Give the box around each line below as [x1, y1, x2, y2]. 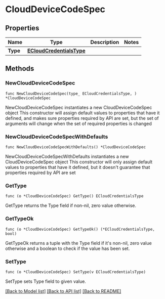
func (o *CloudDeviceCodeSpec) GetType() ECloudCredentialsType [5, 194, 144, 199]
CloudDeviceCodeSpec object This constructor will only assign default [5, 158, 153, 165]
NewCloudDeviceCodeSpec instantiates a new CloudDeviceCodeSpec [5, 104, 152, 110]
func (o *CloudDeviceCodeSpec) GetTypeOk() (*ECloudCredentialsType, [5, 227, 155, 232]
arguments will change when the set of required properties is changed [5, 120, 152, 126]
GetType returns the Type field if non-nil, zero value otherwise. [5, 202, 137, 208]
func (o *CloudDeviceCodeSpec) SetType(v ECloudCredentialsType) [5, 269, 146, 274]
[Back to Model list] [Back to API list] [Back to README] [5, 288, 121, 294]
